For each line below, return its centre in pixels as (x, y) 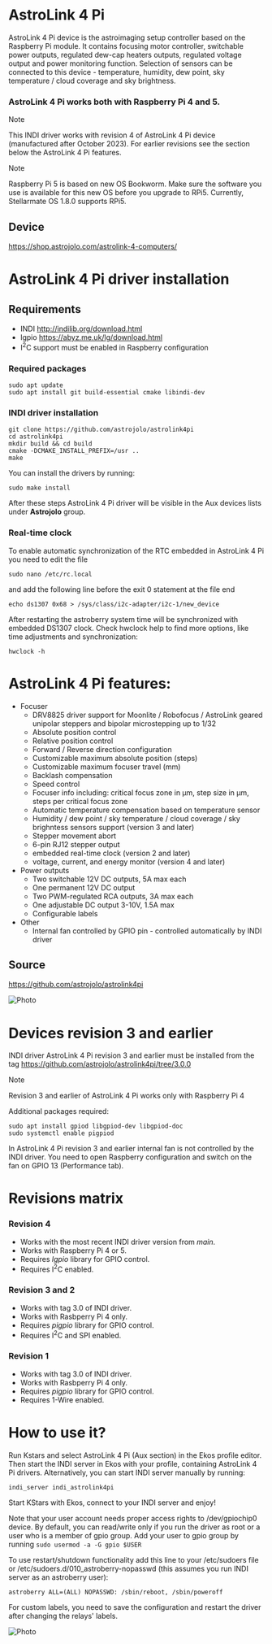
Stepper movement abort (74, 836)
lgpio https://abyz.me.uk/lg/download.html (91, 337)
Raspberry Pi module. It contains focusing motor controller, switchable (126, 46)
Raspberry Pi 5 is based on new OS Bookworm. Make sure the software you (135, 184)
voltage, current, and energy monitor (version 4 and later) (129, 861)
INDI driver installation (54, 412)
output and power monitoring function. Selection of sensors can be (121, 63)
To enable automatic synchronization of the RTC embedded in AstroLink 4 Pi (136, 550)
